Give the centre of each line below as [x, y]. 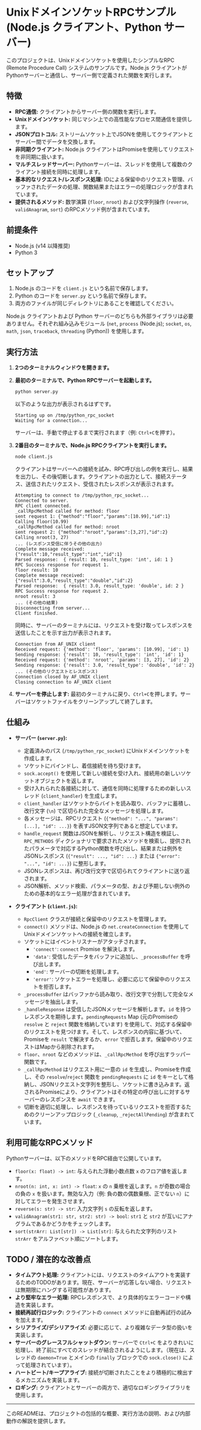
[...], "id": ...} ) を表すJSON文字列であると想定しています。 [102, 826]
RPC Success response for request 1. [62, 565]
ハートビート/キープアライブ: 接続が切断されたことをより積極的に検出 [101, 1373]
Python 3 [26, 252]
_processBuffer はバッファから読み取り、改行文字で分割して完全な [106, 994]
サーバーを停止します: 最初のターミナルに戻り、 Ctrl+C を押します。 [98, 694]
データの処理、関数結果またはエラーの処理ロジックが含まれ [120, 186]
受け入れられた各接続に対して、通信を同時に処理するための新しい [105, 788]
